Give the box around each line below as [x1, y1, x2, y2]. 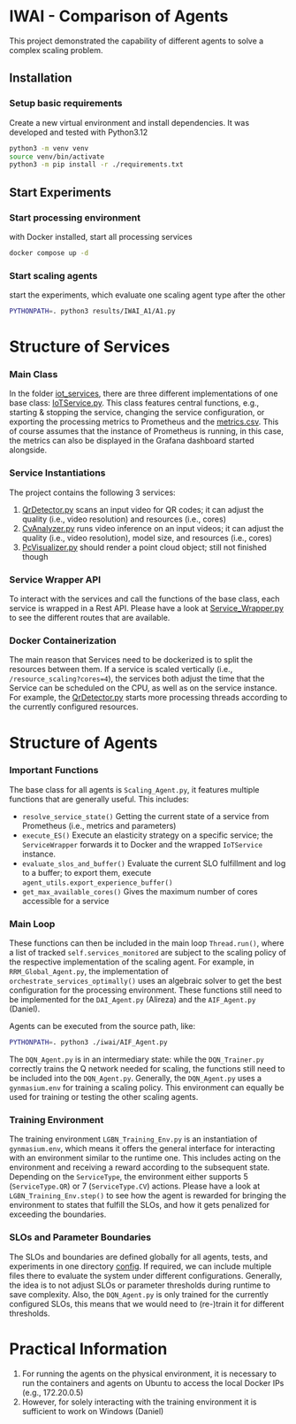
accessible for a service [21, 895, 110, 906]
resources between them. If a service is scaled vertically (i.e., [9, 664, 233, 675]
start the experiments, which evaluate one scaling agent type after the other [9, 290, 285, 300]
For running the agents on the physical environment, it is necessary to [21, 1368, 277, 1379]
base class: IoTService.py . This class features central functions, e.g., [9, 398, 260, 408]
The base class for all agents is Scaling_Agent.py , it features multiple [9, 784, 260, 794]
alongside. [9, 445, 48, 455]
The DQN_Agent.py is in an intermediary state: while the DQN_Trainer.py [9, 1054, 265, 1064]
